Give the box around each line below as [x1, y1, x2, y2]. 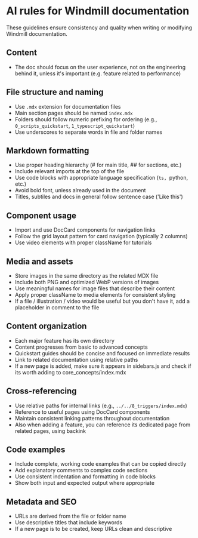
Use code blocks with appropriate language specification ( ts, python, [14, 174, 188, 182]
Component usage [6, 210, 76, 220]
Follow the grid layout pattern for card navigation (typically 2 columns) [14, 233, 188, 240]
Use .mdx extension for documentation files [14, 103, 121, 110]
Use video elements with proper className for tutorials [14, 239, 152, 246]
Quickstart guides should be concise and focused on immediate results [14, 349, 190, 356]
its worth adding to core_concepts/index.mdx [14, 368, 126, 376]
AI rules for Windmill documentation [6, 4, 190, 18]
